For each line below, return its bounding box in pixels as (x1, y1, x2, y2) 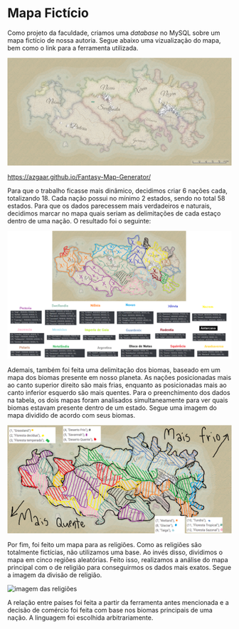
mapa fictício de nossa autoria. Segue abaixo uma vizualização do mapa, (7, 36, 221, 44)
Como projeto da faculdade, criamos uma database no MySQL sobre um (7, 28, 221, 37)
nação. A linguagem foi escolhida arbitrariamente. (7, 613, 154, 622)
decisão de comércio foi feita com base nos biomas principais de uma (7, 606, 213, 614)
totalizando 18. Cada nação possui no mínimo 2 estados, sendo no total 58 (7, 194, 225, 203)
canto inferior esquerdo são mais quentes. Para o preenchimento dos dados (7, 388, 230, 397)
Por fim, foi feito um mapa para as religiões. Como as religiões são (7, 540, 202, 549)
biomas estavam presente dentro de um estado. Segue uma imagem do (7, 403, 217, 412)
